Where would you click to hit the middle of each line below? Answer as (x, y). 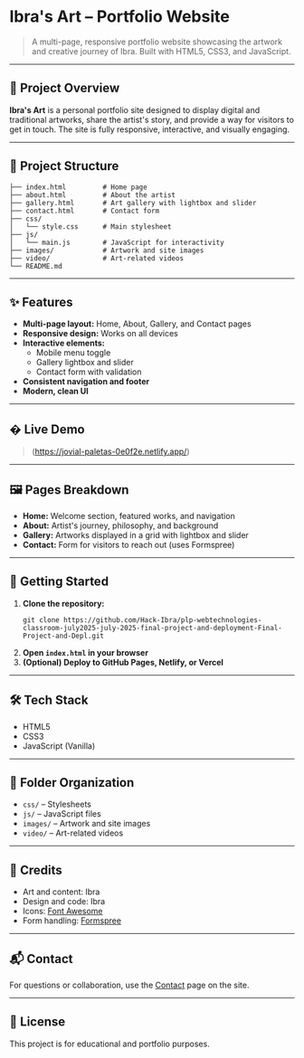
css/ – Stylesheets (57, 804)
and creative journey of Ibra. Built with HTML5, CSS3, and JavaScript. (161, 51)
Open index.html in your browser (85, 652)
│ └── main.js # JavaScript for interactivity (117, 242)
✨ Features (41, 302)
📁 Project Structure (64, 166)
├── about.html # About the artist (93, 195)
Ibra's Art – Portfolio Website (120, 17)
